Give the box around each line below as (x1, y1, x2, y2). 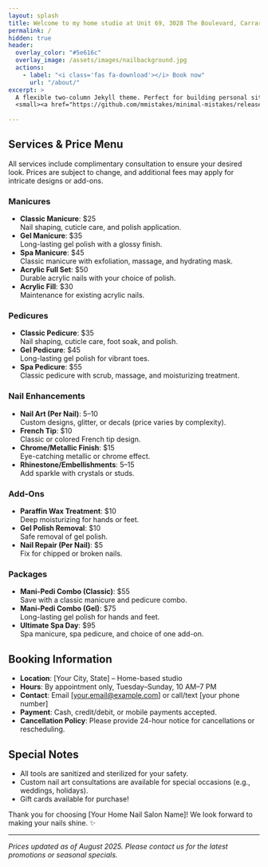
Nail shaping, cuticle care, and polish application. (19, 223, 182, 232)
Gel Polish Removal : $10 (19, 524, 101, 532)
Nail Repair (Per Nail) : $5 (19, 540, 104, 549)
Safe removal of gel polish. (19, 532, 108, 541)
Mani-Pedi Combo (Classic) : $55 (19, 587, 130, 596)
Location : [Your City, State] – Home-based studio (19, 674, 183, 683)
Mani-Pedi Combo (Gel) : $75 (19, 604, 116, 613)
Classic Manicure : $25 (19, 214, 97, 224)
